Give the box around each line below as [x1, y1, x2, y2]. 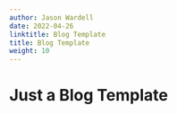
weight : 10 [9, 47, 50, 56]
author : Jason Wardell [9, 13, 94, 22]
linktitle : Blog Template [9, 30, 105, 39]
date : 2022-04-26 [9, 22, 74, 31]
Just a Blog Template [9, 85, 168, 106]
